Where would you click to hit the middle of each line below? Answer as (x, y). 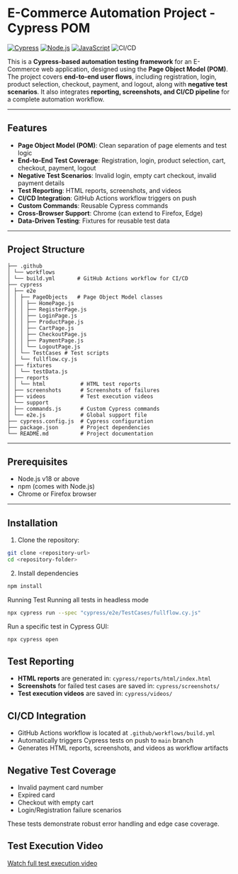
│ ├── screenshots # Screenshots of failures (84, 390)
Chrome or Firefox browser (57, 494)
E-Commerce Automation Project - (112, 13)
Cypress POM (49, 28)
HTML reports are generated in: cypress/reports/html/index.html (114, 678)
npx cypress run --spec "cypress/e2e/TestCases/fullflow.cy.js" (104, 613)
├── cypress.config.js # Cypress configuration (80, 421)
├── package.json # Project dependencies (79, 427)
